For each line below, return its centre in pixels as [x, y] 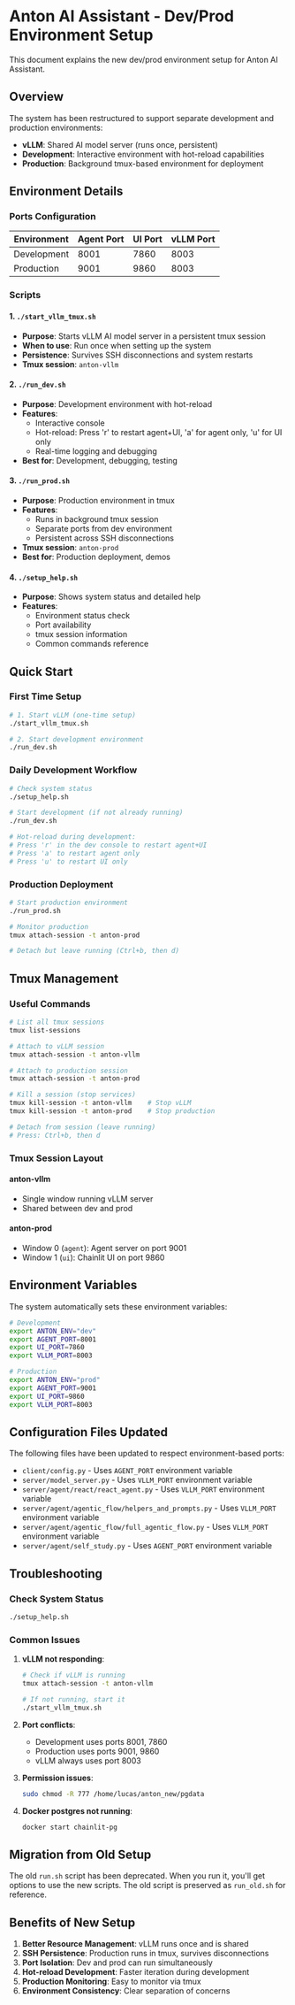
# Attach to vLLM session [57, 1046]
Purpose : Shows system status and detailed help [111, 597]
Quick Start [41, 671]
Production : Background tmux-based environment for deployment [143, 163]
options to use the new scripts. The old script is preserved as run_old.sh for [147, 1886]
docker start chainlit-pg [69, 1827]
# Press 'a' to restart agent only [75, 853]
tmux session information [81, 634]
